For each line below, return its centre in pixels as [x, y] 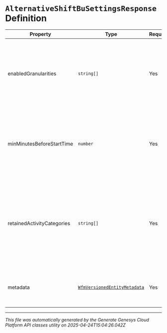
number [85, 144]
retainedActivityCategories [39, 223]
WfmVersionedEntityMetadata [111, 287]
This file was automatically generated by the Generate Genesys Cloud [77, 320]
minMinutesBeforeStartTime [41, 144]
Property [40, 34]
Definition [26, 18]
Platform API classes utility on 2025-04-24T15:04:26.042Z [65, 325]
